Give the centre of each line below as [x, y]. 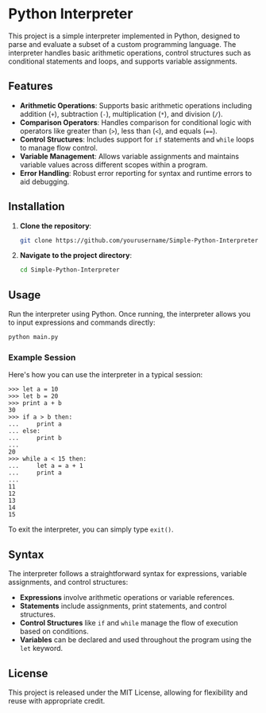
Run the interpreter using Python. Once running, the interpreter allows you [129, 314]
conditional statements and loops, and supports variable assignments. [123, 61]
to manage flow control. [58, 147]
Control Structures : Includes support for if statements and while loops [137, 139]
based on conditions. [54, 631]
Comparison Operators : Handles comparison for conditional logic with [135, 122]
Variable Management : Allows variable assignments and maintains [129, 156]
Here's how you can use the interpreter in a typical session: [106, 375]
